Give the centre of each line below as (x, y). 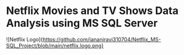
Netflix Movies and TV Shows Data (92, 11)
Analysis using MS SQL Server (82, 23)
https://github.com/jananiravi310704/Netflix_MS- (102, 39)
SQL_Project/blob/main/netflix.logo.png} (55, 46)
